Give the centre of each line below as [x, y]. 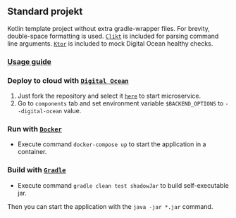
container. [32, 152]
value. [72, 111]
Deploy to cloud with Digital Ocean [68, 80]
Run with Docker [35, 129]
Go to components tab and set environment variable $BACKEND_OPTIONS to [120, 103]
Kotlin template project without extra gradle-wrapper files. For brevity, [108, 28]
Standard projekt [45, 12]
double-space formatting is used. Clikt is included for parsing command [113, 36]
